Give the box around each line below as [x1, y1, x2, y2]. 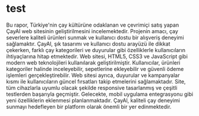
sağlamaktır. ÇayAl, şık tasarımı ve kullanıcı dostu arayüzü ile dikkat [6, 40, 170, 47]
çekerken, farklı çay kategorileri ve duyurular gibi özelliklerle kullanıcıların [6, 46, 186, 53]
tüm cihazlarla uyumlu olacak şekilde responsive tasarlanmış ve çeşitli [6, 84, 178, 91]
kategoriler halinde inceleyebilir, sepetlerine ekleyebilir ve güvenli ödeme [6, 65, 184, 72]
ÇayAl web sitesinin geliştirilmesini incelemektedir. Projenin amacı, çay [6, 27, 178, 34]
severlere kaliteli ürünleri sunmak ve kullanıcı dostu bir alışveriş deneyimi [6, 34, 184, 41]
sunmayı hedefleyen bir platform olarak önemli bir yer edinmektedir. [6, 103, 172, 110]
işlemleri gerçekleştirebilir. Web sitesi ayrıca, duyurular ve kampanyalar [6, 72, 180, 79]
